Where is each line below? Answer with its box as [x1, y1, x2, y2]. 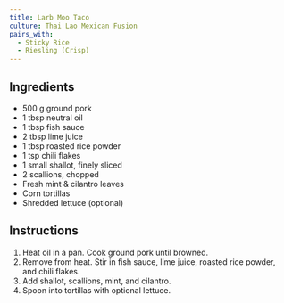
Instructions [9, 224, 79, 239]
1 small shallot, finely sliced [21, 160, 123, 170]
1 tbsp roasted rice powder [21, 140, 121, 151]
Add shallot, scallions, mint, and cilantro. [21, 275, 171, 286]
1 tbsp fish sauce [21, 121, 85, 132]
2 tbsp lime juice [21, 131, 83, 142]
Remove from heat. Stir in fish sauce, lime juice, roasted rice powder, [21, 256, 276, 267]
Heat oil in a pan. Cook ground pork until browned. [21, 247, 209, 258]
